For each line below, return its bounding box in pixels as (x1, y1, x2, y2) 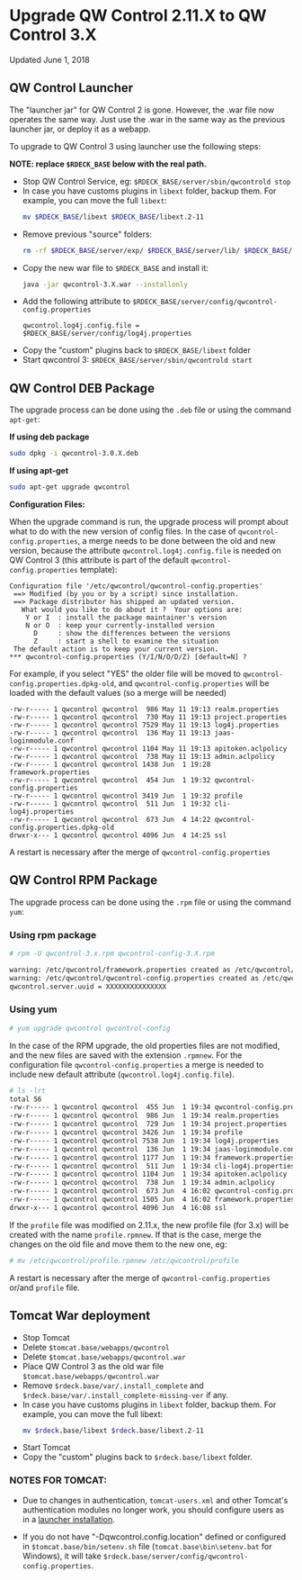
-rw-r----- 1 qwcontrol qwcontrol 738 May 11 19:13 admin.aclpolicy (9, 752, 276, 761)
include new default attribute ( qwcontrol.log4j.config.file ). (9, 1069, 235, 1079)
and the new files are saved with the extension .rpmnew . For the (9, 1050, 243, 1061)
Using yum (9, 1003, 58, 1016)
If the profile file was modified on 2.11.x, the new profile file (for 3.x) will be (9, 1219, 289, 1230)
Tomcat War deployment (9, 1308, 151, 1323)
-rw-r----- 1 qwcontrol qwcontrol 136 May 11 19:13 (9, 728, 211, 737)
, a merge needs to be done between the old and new (77, 535, 276, 546)
